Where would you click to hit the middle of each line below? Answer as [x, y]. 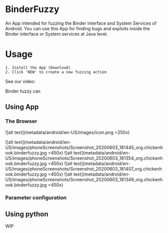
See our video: [20, 81]
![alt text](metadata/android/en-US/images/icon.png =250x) [67, 132]
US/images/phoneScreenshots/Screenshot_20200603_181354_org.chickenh [84, 158]
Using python [27, 214]
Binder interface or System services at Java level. [57, 34]
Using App [22, 107]
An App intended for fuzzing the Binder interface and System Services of [81, 23]
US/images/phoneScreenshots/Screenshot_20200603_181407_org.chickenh [84, 169]
